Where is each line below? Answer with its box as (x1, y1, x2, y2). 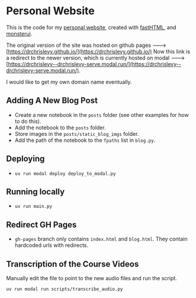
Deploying (6, 154, 45, 164)
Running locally (6, 186, 65, 196)
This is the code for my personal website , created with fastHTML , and (6, 24, 176, 31)
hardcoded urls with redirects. (14, 242, 89, 249)
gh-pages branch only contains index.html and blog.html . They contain (14, 236, 188, 243)
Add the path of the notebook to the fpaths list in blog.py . (14, 137, 156, 144)
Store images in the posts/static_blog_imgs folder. (14, 130, 139, 137)
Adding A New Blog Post (6, 96, 98, 106)
